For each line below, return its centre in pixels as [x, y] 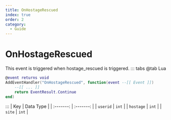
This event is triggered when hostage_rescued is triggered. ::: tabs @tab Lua [86, 68]
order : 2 [15, 19]
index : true [18, 15]
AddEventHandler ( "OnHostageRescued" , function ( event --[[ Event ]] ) [80, 82]
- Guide [18, 29]
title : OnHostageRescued [32, 10]
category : [16, 24]
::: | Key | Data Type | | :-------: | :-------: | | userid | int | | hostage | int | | [83, 106]
